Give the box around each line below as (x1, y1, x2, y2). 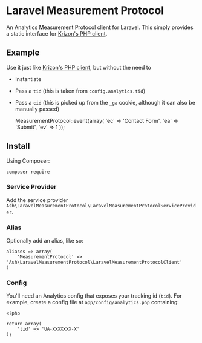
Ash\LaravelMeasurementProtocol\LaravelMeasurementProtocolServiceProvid (6, 203, 197, 209)
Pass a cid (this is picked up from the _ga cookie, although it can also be (15, 99, 195, 106)
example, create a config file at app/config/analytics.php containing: (6, 299, 180, 306)
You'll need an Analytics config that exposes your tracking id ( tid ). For (6, 292, 183, 299)
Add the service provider (6, 196, 68, 203)
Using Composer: (6, 157, 50, 164)
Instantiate (15, 75, 42, 82)
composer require (6, 169, 50, 175)
